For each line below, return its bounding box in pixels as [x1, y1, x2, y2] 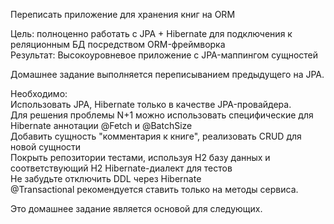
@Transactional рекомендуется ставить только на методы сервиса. [10, 184, 299, 195]
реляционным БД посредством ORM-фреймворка [10, 39, 226, 50]
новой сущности [10, 141, 82, 153]
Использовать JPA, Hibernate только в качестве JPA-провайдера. [10, 99, 292, 110]
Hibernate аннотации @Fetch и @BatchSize [10, 120, 193, 131]
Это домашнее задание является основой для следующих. [10, 203, 263, 214]
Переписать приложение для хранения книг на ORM [10, 9, 236, 20]
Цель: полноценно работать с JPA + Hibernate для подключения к [10, 28, 293, 39]
